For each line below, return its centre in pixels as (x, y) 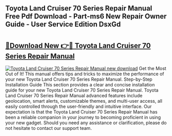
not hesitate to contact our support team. (49, 128)
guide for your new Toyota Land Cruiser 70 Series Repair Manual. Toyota (82, 90)
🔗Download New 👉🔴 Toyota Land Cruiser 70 (78, 46)
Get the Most (153, 68)
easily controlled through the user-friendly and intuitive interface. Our (79, 106)
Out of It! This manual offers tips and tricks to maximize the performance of (85, 74)
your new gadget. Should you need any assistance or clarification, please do (86, 123)
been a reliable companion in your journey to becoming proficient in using (83, 117)
